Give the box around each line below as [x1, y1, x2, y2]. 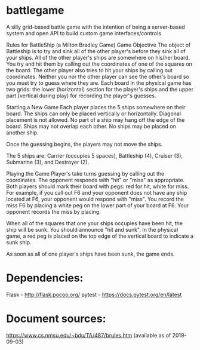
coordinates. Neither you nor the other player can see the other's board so [6, 73, 189, 80]
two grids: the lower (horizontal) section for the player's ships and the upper [6, 85, 194, 93]
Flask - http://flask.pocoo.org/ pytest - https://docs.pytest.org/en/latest [6, 291, 182, 298]
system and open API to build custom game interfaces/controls [6, 29, 161, 36]
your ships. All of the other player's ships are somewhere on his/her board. [6, 54, 190, 61]
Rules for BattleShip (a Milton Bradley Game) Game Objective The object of [6, 41, 191, 48]
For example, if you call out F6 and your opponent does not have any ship [6, 189, 187, 196]
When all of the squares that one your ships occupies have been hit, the [6, 219, 183, 227]
